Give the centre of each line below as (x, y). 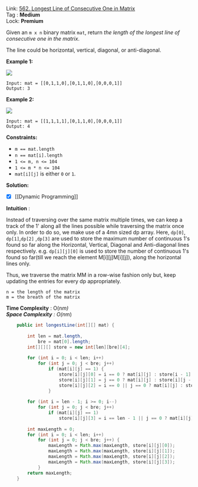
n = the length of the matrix (43, 292)
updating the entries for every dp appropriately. (64, 281)
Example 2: (20, 99)
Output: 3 (18, 88)
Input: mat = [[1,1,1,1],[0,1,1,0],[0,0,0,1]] (64, 121)
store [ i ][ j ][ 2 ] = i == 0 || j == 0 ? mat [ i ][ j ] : (121, 385)
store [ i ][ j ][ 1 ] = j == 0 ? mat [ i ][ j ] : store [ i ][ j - (125, 380)
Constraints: (22, 137)
